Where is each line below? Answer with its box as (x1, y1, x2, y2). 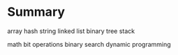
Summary (7, 4, 65, 20)
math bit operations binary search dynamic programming (7, 40, 171, 48)
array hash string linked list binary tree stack (7, 27, 135, 35)
